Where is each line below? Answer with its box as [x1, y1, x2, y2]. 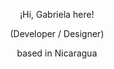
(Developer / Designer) [9, 28, 104, 39]
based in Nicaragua [16, 47, 98, 59]
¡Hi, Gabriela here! [19, 9, 95, 20]
